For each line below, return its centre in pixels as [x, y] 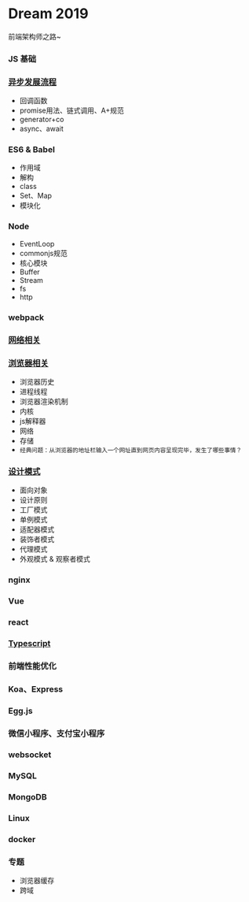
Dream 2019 [48, 14]
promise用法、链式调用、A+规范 [71, 110]
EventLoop [37, 243]
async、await [42, 129]
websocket [30, 755]
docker [22, 840]
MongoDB [27, 797]
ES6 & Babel [31, 150]
